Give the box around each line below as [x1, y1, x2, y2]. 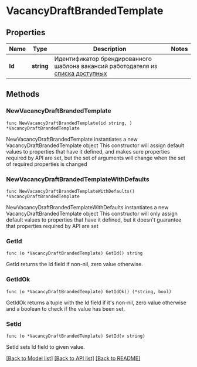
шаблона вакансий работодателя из [54, 62, 157, 70]
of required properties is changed [6, 160, 87, 168]
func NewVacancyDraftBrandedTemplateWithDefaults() [6, 188, 135, 194]
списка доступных [54, 69, 107, 77]
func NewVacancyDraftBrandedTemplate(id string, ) [6, 120, 133, 126]
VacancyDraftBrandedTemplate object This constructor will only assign [6, 210, 178, 217]
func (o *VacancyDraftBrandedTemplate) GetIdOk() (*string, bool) [6, 288, 172, 294]
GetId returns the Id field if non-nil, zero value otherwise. [6, 261, 144, 268]
